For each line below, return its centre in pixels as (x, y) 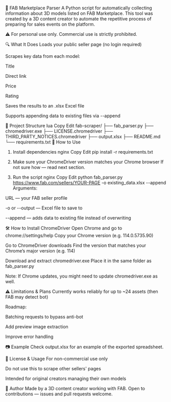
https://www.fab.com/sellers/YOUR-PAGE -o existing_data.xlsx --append (89, 183)
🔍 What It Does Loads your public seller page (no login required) (74, 44)
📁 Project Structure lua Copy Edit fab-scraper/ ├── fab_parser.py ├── (80, 126)
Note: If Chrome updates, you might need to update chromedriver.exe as (82, 276)
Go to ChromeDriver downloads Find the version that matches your (76, 245)
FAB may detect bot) (27, 297)
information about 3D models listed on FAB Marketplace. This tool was (79, 13)
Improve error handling (29, 336)
